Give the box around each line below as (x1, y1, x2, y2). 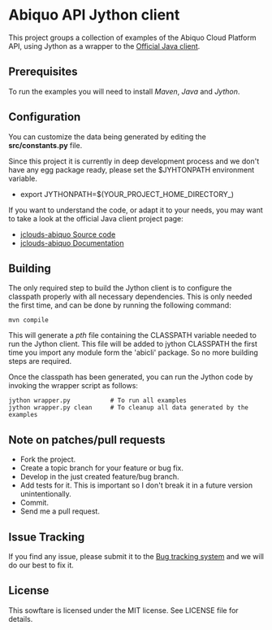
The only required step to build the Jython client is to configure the (8, 283, 232, 293)
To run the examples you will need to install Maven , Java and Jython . (8, 86, 240, 96)
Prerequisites (8, 65, 78, 79)
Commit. (19, 498, 49, 508)
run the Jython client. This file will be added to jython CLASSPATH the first (8, 339, 258, 349)
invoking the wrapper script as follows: (8, 381, 138, 391)
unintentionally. (19, 489, 71, 499)
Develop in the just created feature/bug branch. (19, 472, 179, 482)
